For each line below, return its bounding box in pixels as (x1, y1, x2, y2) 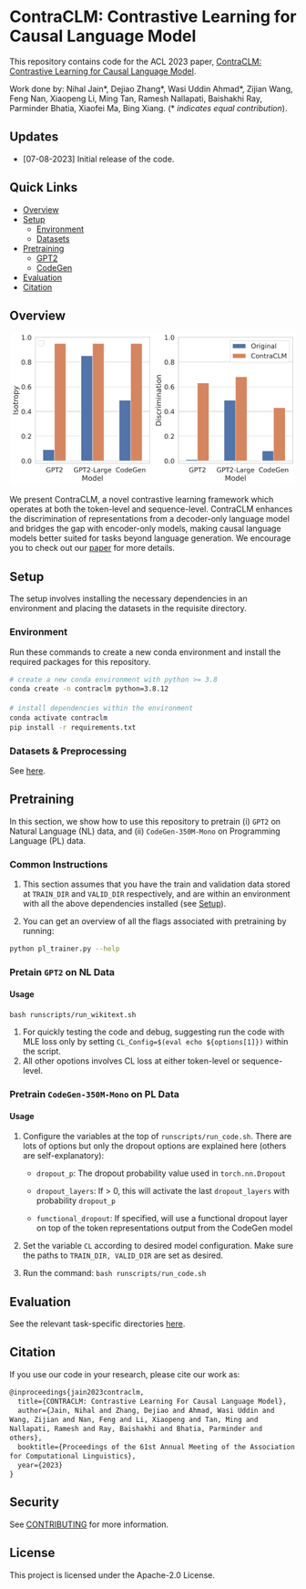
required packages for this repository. (9, 656, 151, 667)
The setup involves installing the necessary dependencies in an (9, 593, 248, 604)
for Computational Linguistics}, (9, 1451, 137, 1460)
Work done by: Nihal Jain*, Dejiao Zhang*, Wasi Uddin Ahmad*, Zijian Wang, (9, 83, 293, 94)
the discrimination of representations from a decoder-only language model (9, 514, 290, 524)
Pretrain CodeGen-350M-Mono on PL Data (9, 1088, 179, 1101)
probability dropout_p (36, 1195, 117, 1206)
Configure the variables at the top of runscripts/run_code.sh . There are (22, 1131, 292, 1142)
